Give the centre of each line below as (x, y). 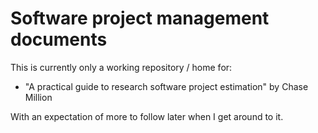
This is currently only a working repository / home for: (121, 67)
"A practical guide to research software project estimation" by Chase (166, 86)
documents (59, 39)
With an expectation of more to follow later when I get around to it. (147, 116)
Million (38, 97)
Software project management (140, 18)
